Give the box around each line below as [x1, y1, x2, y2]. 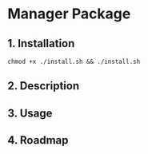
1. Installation [7, 37, 75, 50]
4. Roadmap [7, 133, 69, 148]
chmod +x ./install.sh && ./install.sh [7, 57, 141, 65]
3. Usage [7, 106, 53, 120]
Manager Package [7, 5, 131, 23]
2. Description [7, 79, 80, 93]
